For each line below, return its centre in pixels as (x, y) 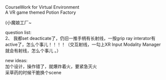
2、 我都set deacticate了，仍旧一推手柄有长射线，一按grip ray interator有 (80, 38)
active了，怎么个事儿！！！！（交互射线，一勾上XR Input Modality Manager (83, 44)
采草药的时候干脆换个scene (33, 73)
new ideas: (16, 60)
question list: (18, 32)
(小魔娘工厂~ (18, 22)
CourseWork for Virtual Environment (42, 7)
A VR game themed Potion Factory (41, 12)
